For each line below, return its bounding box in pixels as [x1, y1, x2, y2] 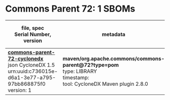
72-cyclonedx [8, 55, 44, 62]
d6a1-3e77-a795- [8, 74, 56, 81]
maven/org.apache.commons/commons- [62, 55, 165, 62]
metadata [102, 31, 125, 38]
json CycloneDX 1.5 [8, 61, 55, 68]
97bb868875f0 [8, 80, 46, 87]
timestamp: [62, 74, 90, 81]
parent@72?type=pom [62, 61, 119, 68]
